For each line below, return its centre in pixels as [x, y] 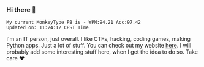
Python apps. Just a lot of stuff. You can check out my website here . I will [99, 46]
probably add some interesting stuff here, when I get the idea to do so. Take [102, 52]
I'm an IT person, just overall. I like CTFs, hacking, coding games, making [99, 39]
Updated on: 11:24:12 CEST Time [47, 28]
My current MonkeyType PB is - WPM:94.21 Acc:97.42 [74, 23]
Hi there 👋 [21, 10]
